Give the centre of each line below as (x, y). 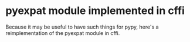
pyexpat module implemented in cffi (95, 11)
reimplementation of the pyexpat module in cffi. (63, 33)
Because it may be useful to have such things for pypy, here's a (82, 27)
